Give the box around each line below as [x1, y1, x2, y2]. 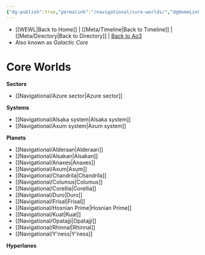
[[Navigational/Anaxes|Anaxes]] [15, 159, 96, 166]
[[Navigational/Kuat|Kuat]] [15, 210, 81, 218]
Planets [6, 134, 26, 141]
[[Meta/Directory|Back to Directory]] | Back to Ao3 [15, 32, 142, 40]
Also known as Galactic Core [15, 38, 88, 46]
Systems [6, 104, 29, 111]
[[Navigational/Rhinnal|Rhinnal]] [15, 223, 96, 231]
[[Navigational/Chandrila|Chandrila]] [15, 171, 107, 179]
